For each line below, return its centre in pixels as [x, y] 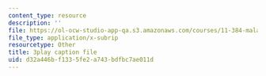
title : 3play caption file [53, 52]
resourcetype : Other [42, 45]
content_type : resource [47, 15]
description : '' [35, 23]
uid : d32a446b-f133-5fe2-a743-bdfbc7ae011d [81, 60]
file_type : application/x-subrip [63, 38]
